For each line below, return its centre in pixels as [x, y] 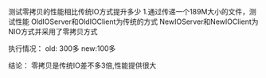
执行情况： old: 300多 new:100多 [62, 49]
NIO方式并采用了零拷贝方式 [53, 31]
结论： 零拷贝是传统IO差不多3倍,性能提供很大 [82, 65]
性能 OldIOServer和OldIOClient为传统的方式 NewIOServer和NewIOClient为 [137, 21]
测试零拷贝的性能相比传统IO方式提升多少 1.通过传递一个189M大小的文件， [129, 12]
